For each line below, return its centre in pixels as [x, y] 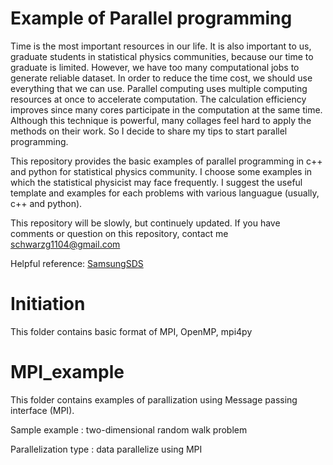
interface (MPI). [42, 410]
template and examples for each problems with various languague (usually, [165, 193]
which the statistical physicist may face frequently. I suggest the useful [156, 182]
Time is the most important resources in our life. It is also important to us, [161, 46]
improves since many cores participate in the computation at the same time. [166, 109]
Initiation [48, 304]
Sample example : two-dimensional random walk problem [129, 429]
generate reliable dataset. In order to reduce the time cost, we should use [161, 78]
